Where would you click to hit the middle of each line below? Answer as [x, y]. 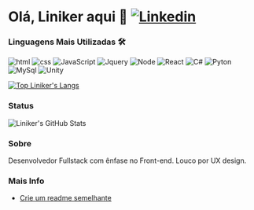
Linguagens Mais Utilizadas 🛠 [67, 42]
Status [21, 106]
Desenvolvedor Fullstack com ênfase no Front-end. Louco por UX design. [127, 160]
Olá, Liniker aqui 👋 [68, 17]
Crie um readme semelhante [65, 198]
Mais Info [26, 181]
